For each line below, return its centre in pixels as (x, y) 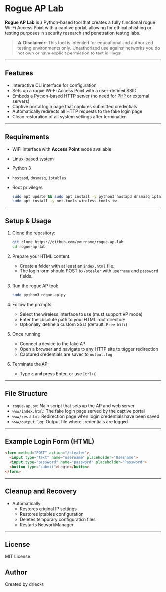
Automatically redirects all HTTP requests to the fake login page (77, 111)
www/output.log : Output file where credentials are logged (70, 421)
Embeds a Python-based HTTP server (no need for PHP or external (81, 96)
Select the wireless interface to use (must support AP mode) (81, 314)
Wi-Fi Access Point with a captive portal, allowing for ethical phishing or (78, 27)
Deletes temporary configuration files (58, 519)
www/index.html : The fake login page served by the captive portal (78, 411)
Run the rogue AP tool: (35, 286)
